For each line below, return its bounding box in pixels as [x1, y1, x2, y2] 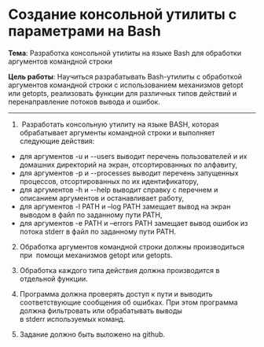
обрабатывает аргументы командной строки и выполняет [19, 127, 215, 137]
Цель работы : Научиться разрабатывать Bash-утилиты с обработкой [8, 72, 242, 81]
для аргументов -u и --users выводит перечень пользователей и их [19, 151, 247, 161]
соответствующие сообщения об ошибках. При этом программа [19, 297, 238, 307]
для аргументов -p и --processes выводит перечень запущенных [19, 168, 239, 178]
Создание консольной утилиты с [8, 6, 237, 24]
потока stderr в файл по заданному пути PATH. [19, 227, 177, 236]
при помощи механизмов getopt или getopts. [19, 250, 173, 260]
